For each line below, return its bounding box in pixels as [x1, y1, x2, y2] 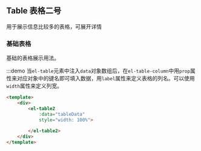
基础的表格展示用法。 [6, 54, 59, 62]
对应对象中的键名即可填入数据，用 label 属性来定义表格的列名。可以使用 [16, 75, 195, 82]
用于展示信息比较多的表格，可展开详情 [6, 23, 102, 30]
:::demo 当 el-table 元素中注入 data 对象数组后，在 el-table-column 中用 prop [6, 67, 191, 74]
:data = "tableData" [38, 111, 85, 117]
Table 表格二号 [6, 5, 62, 16]
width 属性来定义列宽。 [6, 82, 62, 89]
